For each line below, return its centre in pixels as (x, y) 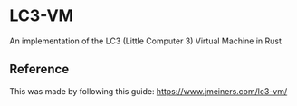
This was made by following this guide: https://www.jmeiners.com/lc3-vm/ (148, 91)
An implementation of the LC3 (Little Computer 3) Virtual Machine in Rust (146, 41)
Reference (39, 69)
